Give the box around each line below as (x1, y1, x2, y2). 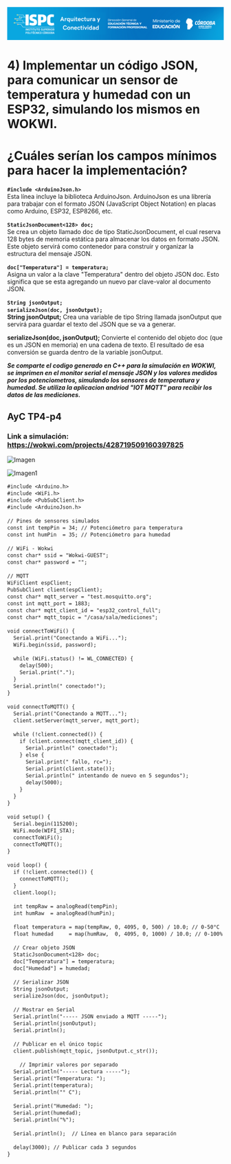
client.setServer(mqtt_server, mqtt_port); (13, 717, 140, 724)
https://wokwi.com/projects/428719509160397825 (7, 440, 184, 449)
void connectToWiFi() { (7, 628, 76, 635)
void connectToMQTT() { (7, 703, 76, 710)
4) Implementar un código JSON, (7, 58, 198, 74)
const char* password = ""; (7, 559, 88, 566)
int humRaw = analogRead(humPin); (13, 910, 115, 917)
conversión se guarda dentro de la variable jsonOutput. (7, 348, 164, 357)
